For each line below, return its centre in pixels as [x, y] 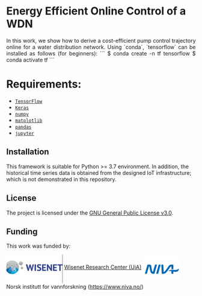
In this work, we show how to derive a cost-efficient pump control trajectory [101, 40]
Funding [22, 231]
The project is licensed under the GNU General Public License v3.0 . [90, 213]
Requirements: [44, 84]
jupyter [24, 133]
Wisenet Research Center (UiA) [103, 267]
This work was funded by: [38, 246]
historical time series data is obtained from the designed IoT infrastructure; [99, 172]
